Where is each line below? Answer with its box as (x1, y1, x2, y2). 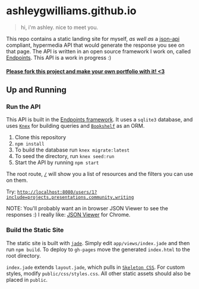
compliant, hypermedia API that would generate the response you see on (6, 41, 185, 49)
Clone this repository (14, 134, 67, 141)
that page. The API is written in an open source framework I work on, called (6, 47, 191, 54)
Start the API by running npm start (14, 159, 99, 166)
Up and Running (6, 85, 67, 95)
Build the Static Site (6, 226, 64, 235)
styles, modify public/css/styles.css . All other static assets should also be (6, 269, 191, 277)
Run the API (6, 102, 41, 111)
